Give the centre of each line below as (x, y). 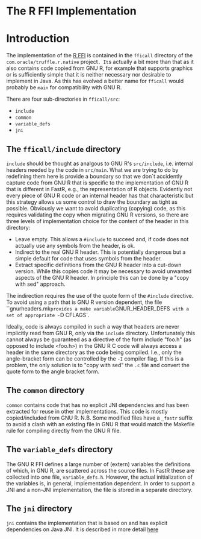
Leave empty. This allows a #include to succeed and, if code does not (102, 239)
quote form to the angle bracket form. (53, 371)
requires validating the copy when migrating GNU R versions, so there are (97, 215)
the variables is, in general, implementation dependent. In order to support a (100, 483)
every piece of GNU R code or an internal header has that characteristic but (100, 195)
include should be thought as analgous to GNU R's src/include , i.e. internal (100, 163)
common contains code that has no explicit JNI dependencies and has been (98, 405)
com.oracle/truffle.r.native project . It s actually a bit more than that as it (100, 62)
